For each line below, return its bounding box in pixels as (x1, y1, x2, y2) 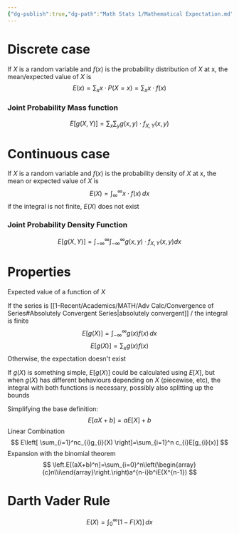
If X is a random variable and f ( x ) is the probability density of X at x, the (7, 169, 217, 178)
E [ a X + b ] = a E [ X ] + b (87, 415, 152, 424)
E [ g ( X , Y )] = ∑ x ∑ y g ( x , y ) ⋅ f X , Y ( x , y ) (70, 119, 169, 129)
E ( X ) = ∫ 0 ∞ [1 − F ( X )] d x (86, 516, 153, 528)
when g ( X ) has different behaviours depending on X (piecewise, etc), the (7, 376, 221, 384)
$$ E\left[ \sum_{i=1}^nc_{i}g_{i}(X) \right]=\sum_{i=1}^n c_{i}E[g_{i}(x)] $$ (10, 438, 229, 446)
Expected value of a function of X (7, 287, 106, 296)
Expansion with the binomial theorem (7, 449, 116, 457)
